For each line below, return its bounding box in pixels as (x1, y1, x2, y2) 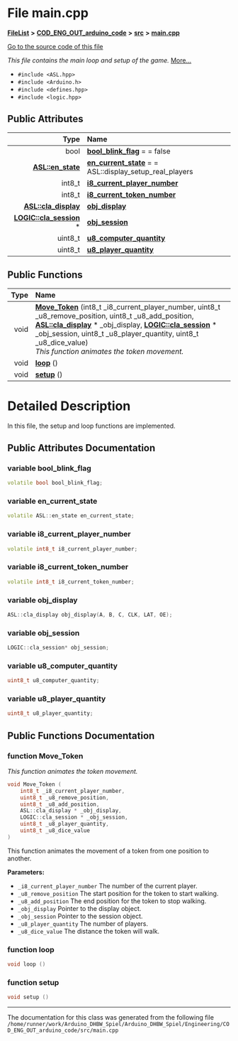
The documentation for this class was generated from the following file (7, 1013, 215, 1022)
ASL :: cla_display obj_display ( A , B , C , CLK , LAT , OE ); (7, 611, 173, 618)
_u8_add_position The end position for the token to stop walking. (17, 897, 207, 905)
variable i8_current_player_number (7, 529, 131, 539)
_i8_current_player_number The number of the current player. (17, 881, 198, 890)
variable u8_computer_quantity (7, 661, 118, 671)
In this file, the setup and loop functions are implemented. (7, 421, 176, 430)
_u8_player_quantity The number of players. (17, 919, 149, 928)
